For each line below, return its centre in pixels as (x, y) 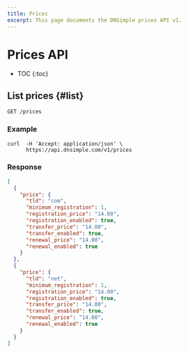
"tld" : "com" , (46, 201)
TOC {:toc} (33, 74)
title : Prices (28, 14)
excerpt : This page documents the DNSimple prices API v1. (95, 20)
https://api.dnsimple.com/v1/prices (79, 150)
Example (22, 130)
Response (24, 167)
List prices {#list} (46, 96)
